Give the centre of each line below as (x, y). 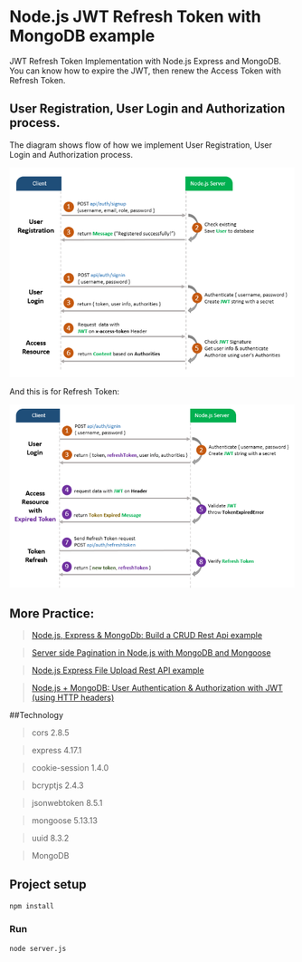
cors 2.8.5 (50, 733)
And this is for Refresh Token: (65, 392)
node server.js (38, 949)
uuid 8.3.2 (50, 838)
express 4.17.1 (57, 751)
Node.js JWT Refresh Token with (136, 17)
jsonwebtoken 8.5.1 (67, 803)
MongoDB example (82, 36)
